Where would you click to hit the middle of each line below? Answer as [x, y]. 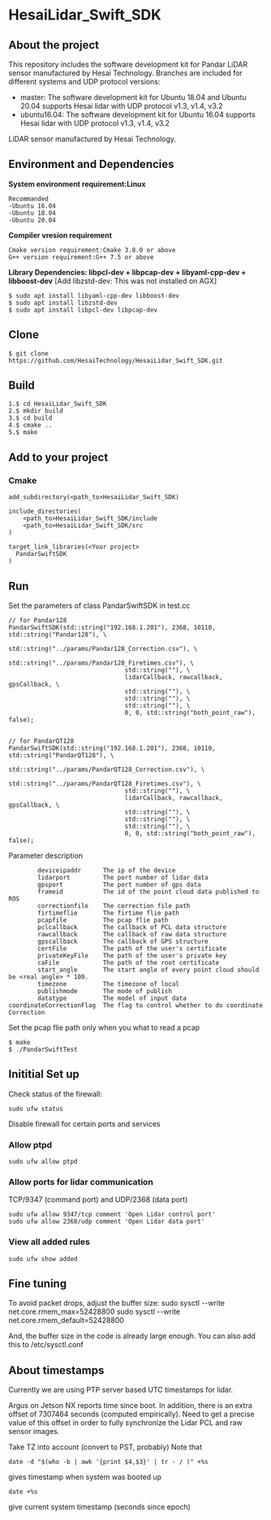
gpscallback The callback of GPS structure [123, 941]
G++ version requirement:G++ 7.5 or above [81, 257]
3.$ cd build [30, 418]
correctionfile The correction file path [114, 906]
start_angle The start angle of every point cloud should [148, 970]
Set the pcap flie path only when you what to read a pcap [104, 1027]
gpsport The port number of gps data [119, 885]
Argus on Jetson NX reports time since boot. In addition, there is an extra [131, 1406]
